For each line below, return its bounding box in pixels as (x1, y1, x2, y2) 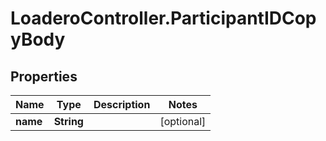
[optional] (159, 115, 207, 128)
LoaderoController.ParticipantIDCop (10, 7, 317, 30)
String (53, 115, 84, 128)
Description (93, 98, 151, 111)
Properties (10, 68, 78, 85)
